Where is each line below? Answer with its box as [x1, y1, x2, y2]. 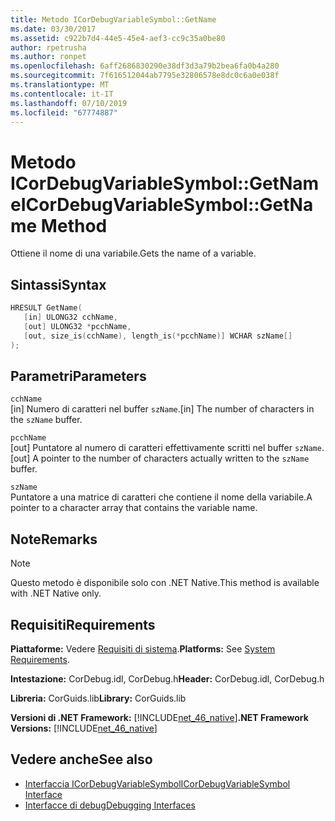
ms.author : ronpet [10, 52, 87, 62]
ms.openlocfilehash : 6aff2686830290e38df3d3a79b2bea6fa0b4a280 [10, 61, 280, 71]
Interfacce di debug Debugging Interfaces [24, 799, 196, 811]
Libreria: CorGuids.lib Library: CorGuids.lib [10, 692, 187, 704]
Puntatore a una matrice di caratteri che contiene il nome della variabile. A [10, 491, 313, 503]
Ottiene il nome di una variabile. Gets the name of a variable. [10, 247, 257, 260]
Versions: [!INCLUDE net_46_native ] [10, 722, 158, 734]
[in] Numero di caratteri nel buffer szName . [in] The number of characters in [10, 403, 315, 415]
